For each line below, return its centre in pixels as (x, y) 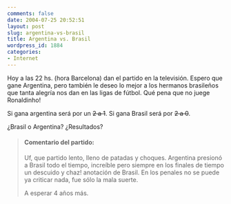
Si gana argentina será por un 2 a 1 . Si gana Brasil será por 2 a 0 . (99, 113)
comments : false (30, 13)
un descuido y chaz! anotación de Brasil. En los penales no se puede (122, 172)
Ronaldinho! (24, 100)
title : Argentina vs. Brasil (49, 39)
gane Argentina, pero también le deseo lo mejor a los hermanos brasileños (113, 85)
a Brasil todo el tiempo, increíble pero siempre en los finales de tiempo (124, 165)
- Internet (23, 59)
